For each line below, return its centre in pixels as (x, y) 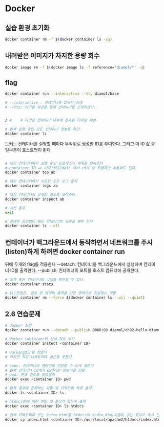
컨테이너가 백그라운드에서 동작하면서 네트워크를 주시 (79, 242)
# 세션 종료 (15, 208)
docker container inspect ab (35, 199)
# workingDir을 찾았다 (26, 352)
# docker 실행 (18, 326)
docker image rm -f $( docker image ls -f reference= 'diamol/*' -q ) (75, 67)
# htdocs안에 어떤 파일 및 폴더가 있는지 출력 (46, 402)
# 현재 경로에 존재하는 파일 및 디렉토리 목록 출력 (48, 388)
